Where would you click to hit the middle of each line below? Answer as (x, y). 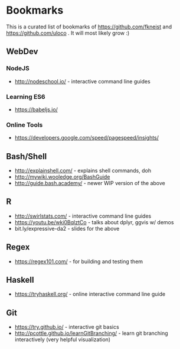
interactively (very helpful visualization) (63, 340)
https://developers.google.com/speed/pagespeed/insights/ (87, 138)
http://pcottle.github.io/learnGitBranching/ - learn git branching (91, 333)
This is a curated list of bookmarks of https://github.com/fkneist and (89, 27)
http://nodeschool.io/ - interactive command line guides (82, 81)
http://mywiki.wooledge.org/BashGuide (62, 177)
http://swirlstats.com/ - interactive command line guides (83, 216)
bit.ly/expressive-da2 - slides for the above (67, 228)
